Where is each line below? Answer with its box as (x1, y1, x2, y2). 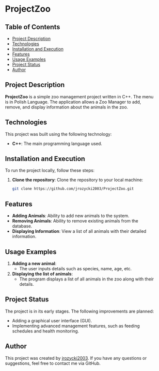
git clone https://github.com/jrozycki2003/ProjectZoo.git (12, 186, 134, 191)
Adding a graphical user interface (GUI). (12, 317, 92, 323)
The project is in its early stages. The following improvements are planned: (5, 308, 154, 314)
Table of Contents (5, 23, 61, 31)
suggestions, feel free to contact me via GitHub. (5, 360, 101, 366)
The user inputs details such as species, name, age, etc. (19, 265, 132, 271)
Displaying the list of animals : (12, 271, 73, 277)
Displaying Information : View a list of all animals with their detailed (12, 228, 146, 234)
